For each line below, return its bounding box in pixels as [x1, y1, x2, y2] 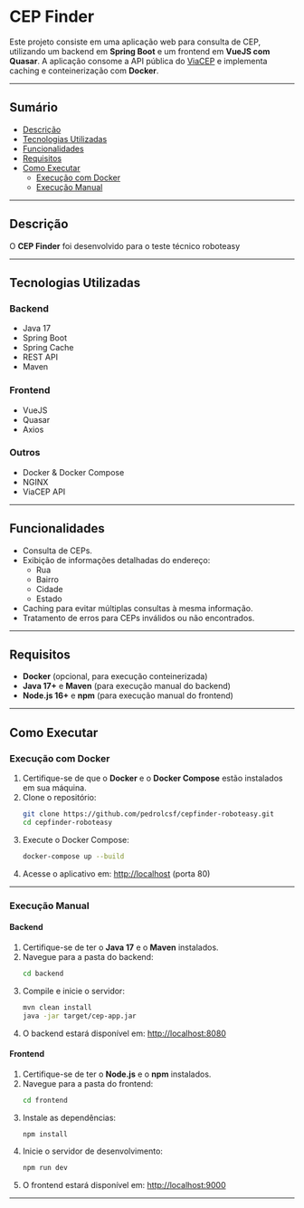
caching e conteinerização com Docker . [9, 65, 159, 76]
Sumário [9, 100, 59, 115]
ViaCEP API [22, 486, 66, 497]
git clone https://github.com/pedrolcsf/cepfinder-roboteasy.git [22, 810, 274, 819]
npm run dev [22, 1164, 68, 1173]
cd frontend [22, 1096, 68, 1105]
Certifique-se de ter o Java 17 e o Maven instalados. [22, 942, 219, 953]
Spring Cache [22, 342, 74, 353]
